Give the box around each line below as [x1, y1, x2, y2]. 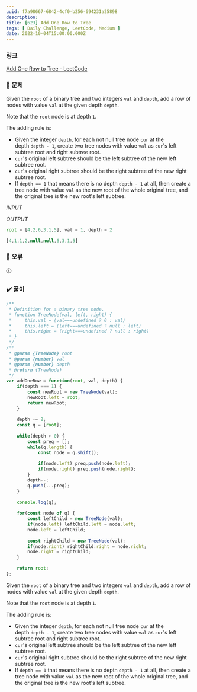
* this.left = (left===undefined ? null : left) [8, 323, 142, 329]
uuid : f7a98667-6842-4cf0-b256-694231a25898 [6, 8, 118, 15]
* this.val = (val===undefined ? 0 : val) [8, 317, 126, 323]
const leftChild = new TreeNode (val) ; [27, 516, 123, 522]
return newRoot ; [27, 400, 67, 406]
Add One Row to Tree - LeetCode [6, 65, 88, 72]
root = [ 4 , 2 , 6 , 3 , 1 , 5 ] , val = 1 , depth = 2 [6, 227, 112, 233]
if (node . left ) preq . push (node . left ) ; [37, 461, 131, 467]
